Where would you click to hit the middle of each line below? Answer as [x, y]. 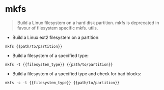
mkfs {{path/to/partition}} [34, 46]
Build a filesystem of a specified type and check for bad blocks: [77, 74]
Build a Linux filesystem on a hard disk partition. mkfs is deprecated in [88, 23]
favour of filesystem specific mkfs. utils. [57, 28]
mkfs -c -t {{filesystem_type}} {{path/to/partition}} [62, 83]
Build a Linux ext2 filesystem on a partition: [56, 37]
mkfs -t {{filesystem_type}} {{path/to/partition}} [59, 64]
